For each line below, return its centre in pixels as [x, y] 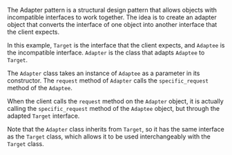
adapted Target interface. [43, 116]
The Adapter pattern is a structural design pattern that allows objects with [112, 10]
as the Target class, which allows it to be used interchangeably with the [109, 136]
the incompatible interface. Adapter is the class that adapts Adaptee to [106, 52]
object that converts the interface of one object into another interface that [112, 24]
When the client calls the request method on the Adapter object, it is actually [116, 101]
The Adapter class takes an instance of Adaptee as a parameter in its [104, 73]
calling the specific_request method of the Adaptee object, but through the [113, 108]
